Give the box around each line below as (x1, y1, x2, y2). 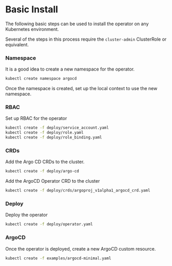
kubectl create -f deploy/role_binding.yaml (5, 135, 102, 140)
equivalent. (5, 41, 29, 47)
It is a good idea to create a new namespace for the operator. (5, 66, 135, 73)
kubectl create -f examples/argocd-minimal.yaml (5, 256, 111, 261)
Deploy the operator (5, 212, 48, 218)
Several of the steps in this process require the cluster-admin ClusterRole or (5, 36, 167, 42)
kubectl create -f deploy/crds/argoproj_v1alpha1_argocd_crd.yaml (5, 188, 150, 193)
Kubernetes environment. (5, 26, 59, 32)
